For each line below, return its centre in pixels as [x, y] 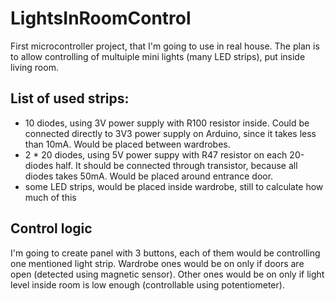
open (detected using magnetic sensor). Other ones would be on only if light [167, 274]
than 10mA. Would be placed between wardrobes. [127, 144]
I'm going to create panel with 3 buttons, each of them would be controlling [165, 253]
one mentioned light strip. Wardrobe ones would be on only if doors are [157, 263]
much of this [50, 197]
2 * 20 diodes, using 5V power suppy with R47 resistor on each [156, 154]
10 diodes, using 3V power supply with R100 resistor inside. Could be [167, 123]
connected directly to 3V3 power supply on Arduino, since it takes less [170, 133]
